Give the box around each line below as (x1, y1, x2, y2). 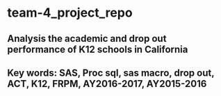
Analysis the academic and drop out (7, 33, 167, 45)
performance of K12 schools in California (7, 43, 188, 55)
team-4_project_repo (7, 5, 133, 21)
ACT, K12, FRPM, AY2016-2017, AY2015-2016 (7, 78, 207, 90)
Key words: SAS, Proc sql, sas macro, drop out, (7, 67, 215, 79)
